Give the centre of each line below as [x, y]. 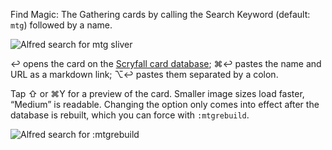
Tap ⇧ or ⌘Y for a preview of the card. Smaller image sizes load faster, [157, 93]
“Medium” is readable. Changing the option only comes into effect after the [165, 104]
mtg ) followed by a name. [61, 25]
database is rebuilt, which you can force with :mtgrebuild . [130, 115]
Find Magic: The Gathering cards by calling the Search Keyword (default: [160, 14]
